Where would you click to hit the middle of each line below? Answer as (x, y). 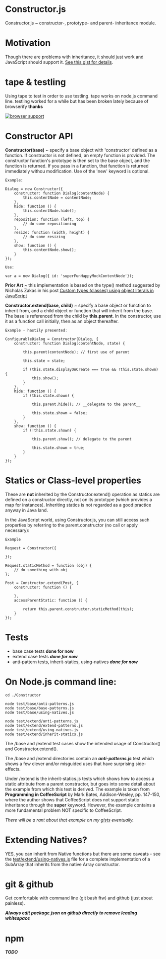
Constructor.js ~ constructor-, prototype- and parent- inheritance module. (81, 23)
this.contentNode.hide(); (50, 211)
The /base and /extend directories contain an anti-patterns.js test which (80, 758)
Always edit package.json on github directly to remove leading (71, 913)
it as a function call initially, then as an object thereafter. (62, 321)
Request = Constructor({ (31, 548)
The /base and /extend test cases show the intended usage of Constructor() (83, 743)
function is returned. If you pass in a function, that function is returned (77, 166)
